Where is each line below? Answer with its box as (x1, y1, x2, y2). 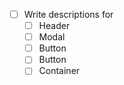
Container (38, 65, 81, 77)
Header (38, 20, 71, 32)
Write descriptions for (23, 9, 114, 20)
